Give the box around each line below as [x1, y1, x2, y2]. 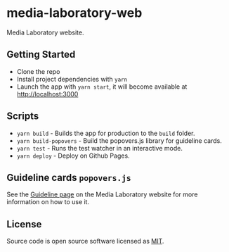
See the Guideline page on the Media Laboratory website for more [6, 190, 198, 199]
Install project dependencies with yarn [16, 75, 128, 83]
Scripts [6, 111, 39, 122]
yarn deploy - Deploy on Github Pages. [16, 151, 131, 160]
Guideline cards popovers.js [6, 171, 131, 184]
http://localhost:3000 [16, 89, 79, 98]
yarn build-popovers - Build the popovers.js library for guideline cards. [16, 136, 222, 145]
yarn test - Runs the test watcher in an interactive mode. [16, 144, 183, 152]
